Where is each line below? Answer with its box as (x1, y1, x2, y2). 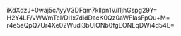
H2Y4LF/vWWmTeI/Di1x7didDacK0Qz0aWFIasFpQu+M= (6, 13, 170, 22)
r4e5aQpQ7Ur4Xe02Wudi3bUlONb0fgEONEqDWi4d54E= (6, 21, 175, 29)
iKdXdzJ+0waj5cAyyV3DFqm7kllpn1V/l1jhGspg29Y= (6, 6, 158, 14)
